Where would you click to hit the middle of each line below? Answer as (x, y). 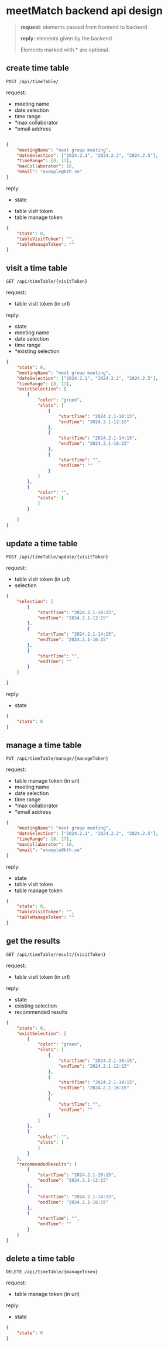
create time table (37, 68)
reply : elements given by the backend (66, 38)
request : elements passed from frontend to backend (84, 27)
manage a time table (44, 746)
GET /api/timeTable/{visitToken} (47, 282)
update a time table (42, 544)
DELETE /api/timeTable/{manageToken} (52, 1272)
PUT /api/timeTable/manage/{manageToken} (57, 759)
